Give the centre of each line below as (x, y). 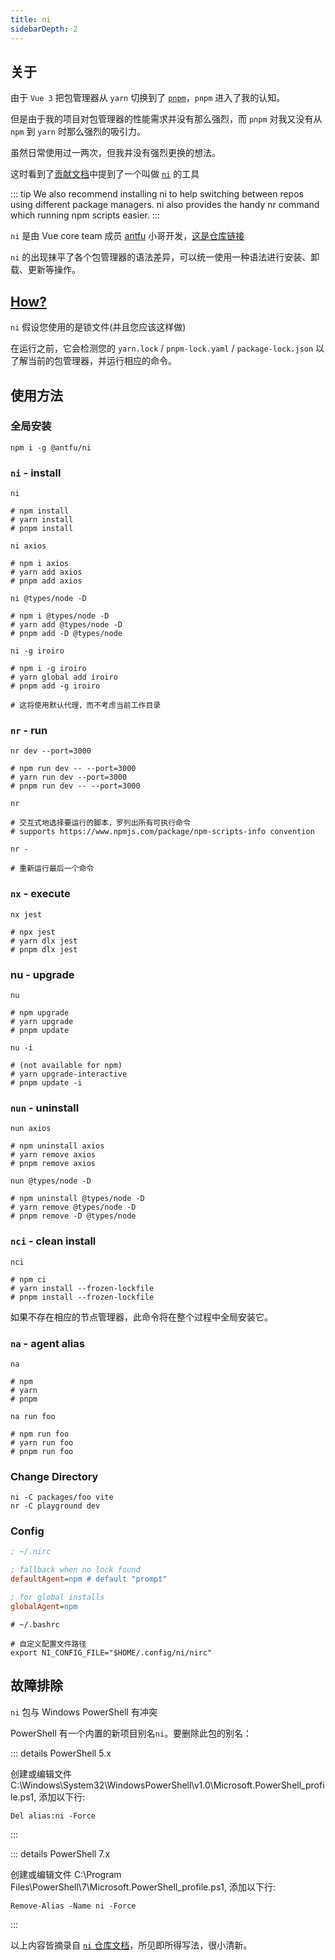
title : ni (31, 19)
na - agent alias (47, 1343)
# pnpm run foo (42, 1451)
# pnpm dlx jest (44, 949)
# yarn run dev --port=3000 (69, 777)
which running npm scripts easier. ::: (85, 215)
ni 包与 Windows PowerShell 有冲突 (84, 1712)
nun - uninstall (45, 1108)
